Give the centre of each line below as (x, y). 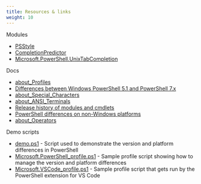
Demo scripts (23, 132)
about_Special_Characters (47, 95)
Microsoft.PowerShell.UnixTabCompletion (66, 59)
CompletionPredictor (40, 52)
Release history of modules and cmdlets (64, 107)
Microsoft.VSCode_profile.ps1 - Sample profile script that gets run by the (105, 169)
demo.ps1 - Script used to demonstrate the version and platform (94, 143)
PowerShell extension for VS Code (57, 175)
